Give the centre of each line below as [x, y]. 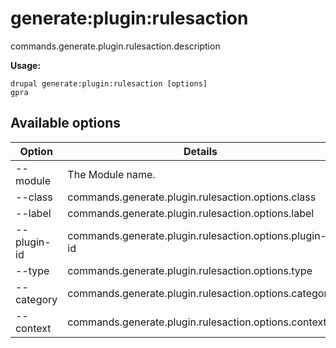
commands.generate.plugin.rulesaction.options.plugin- [197, 235]
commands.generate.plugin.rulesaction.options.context [197, 322]
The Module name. [111, 174]
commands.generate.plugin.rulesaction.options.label [191, 213]
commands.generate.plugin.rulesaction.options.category [200, 293]
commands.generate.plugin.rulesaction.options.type [190, 270]
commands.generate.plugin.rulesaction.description [115, 46]
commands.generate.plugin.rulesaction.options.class [192, 197]
